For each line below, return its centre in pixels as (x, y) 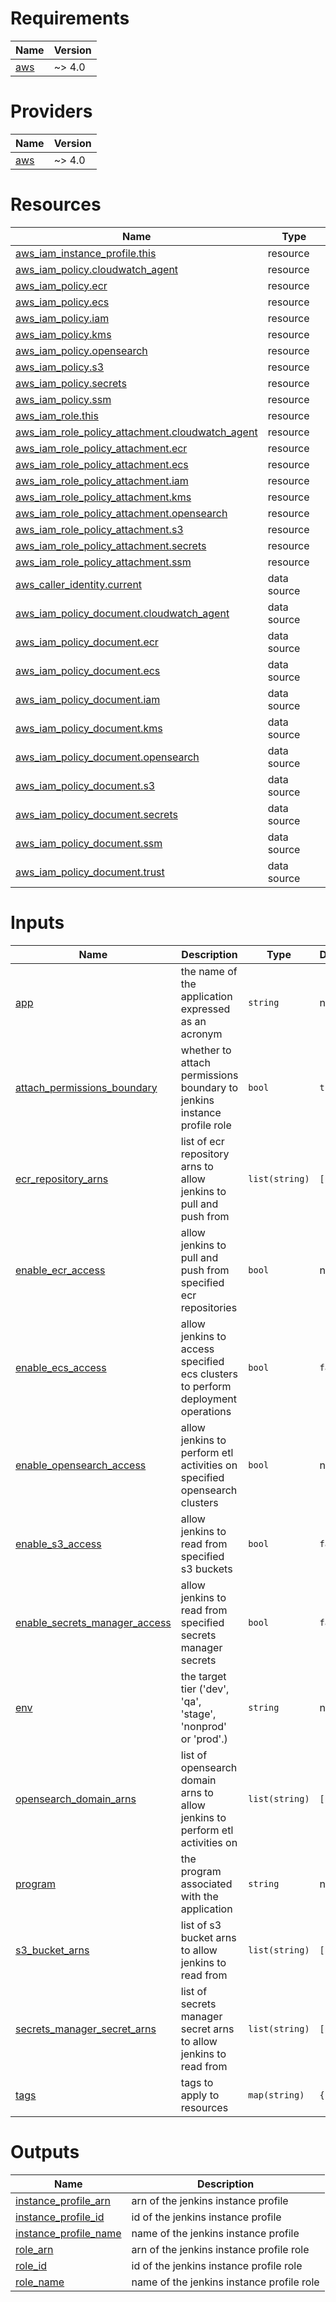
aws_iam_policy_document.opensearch (107, 757)
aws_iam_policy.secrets (71, 383)
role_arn (34, 2249)
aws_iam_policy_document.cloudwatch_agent (122, 613)
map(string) (276, 2095)
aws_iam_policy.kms (63, 334)
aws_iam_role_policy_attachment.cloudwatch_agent (136, 432)
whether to (206, 1050)
